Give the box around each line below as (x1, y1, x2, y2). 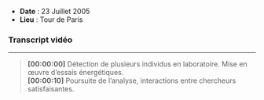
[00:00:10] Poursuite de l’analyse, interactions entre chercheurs (27, 76, 236, 85)
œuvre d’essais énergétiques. (27, 68, 124, 77)
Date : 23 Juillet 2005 (19, 7, 90, 16)
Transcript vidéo (8, 34, 73, 45)
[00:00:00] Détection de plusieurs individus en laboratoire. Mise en (27, 59, 247, 69)
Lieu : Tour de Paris (19, 15, 83, 24)
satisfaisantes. (27, 84, 75, 94)
